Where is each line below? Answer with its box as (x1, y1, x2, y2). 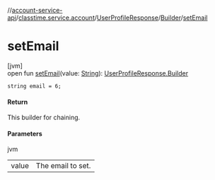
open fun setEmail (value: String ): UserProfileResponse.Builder (7, 68, 189, 77)
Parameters (7, 129, 42, 138)
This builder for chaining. (7, 113, 81, 122)
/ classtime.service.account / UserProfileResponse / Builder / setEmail (16, 13, 208, 22)
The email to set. (35, 161, 91, 171)
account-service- (11, 6, 63, 14)
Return (7, 97, 28, 106)
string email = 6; (7, 83, 62, 90)
